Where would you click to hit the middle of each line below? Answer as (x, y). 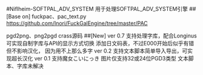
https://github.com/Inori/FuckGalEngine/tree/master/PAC (77, 23)
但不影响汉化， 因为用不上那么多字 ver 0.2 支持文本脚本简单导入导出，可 (97, 51)
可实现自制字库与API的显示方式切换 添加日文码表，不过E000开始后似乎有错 (100, 43)
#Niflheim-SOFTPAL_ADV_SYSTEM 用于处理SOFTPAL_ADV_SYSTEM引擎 (97, 9)
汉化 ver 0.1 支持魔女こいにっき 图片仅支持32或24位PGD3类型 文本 (105, 58)
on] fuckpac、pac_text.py (54, 16)
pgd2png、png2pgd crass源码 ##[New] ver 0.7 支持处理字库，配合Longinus (101, 36)
